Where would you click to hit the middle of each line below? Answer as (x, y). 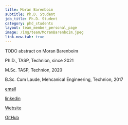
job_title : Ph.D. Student (31, 19)
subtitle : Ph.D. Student (30, 14)
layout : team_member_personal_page (41, 28)
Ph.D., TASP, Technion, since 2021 (39, 60)
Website (13, 108)
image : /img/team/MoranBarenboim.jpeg (44, 32)
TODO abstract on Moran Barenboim (42, 51)
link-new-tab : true (25, 37)
